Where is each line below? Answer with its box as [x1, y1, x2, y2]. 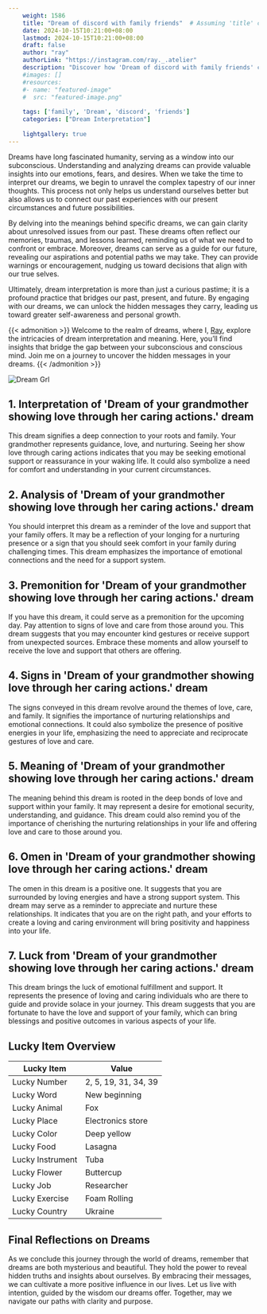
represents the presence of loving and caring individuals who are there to [8, 991, 249, 1000]
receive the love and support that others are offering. [8, 646, 182, 655]
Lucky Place [12, 1116, 58, 1127]
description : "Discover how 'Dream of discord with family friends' [22, 64, 254, 72]
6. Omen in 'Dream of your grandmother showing [8, 850, 256, 864]
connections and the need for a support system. [8, 555, 166, 565]
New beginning [84, 1089, 142, 1101]
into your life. [8, 925, 52, 936]
